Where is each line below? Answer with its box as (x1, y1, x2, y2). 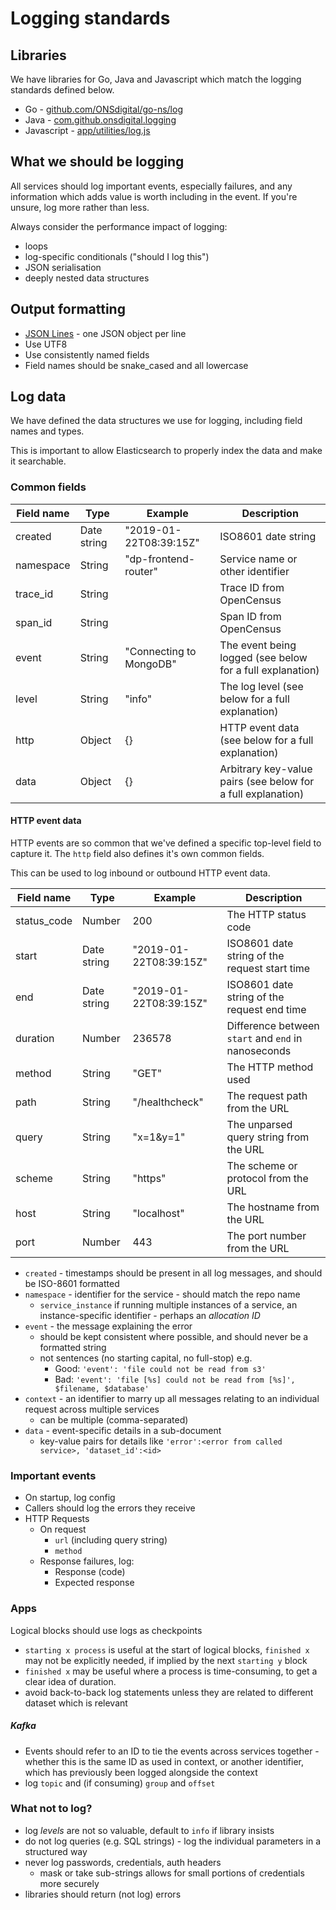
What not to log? (10, 1802, 93, 1816)
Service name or (219, 552, 298, 566)
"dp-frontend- (124, 552, 196, 566)
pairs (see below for (219, 774, 315, 788)
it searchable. (10, 455, 67, 467)
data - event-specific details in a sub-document (24, 1424, 222, 1436)
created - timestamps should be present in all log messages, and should (24, 1267, 323, 1279)
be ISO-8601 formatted (24, 1277, 120, 1289)
